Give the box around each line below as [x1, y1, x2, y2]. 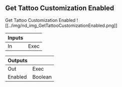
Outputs [7, 57, 27, 64]
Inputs [7, 34, 23, 41]
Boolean [32, 73, 52, 80]
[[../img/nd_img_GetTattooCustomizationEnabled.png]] [5, 22, 117, 28]
